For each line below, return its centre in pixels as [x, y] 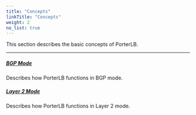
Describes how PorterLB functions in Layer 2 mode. [68, 106]
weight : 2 [18, 22]
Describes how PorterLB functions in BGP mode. [64, 78]
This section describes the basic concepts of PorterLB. [72, 44]
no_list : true [23, 28]
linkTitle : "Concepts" [34, 17]
